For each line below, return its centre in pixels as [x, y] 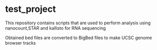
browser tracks [21, 43]
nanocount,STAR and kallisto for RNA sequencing [55, 28]
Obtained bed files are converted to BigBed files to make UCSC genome [78, 38]
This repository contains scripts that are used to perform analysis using [78, 23]
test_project [30, 9]
